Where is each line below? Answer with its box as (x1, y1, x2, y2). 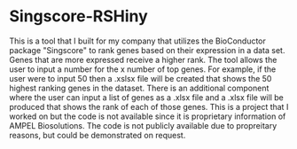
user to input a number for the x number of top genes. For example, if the (9, 64, 277, 74)
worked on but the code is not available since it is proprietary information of (9, 111, 286, 122)
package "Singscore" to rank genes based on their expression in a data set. (9, 44, 285, 55)
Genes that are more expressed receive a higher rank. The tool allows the (9, 54, 277, 65)
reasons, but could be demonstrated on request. (9, 129, 186, 140)
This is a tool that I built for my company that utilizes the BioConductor (9, 35, 266, 46)
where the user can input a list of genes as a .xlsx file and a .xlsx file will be (9, 91, 284, 103)
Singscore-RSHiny (9, 6, 148, 27)
